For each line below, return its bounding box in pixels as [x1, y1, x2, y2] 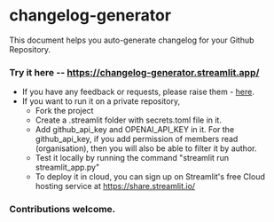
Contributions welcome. [9, 203, 116, 216]
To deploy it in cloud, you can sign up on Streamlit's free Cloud [35, 171, 266, 182]
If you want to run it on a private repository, [21, 96, 180, 107]
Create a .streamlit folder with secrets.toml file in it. [35, 115, 222, 125]
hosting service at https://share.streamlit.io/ [35, 181, 196, 192]
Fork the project [35, 106, 94, 116]
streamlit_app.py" [35, 162, 100, 173]
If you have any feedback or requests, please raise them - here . [21, 86, 255, 98]
